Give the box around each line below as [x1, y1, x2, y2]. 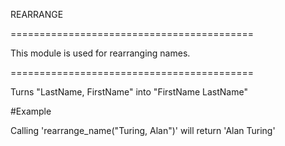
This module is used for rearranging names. [10, 47, 191, 59]
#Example [10, 105, 52, 117]
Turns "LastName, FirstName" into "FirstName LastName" [10, 86, 248, 98]
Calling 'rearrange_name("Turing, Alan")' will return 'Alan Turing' [10, 125, 276, 136]
